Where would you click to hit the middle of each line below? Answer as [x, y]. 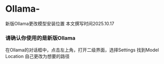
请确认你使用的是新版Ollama [40, 38]
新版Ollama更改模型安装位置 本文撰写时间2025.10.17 [60, 23]
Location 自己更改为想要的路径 [38, 56]
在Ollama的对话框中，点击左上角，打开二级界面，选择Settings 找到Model [82, 50]
